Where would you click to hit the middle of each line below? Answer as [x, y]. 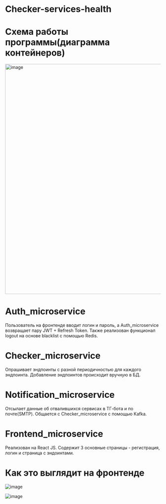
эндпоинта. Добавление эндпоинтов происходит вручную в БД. [73, 375]
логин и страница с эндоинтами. [40, 453]
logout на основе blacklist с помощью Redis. [52, 336]
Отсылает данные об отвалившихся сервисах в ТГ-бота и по [69, 408]
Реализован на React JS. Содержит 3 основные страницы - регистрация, [83, 447]
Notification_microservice [60, 395]
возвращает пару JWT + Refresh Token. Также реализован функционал [80, 330]
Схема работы [37, 32]
